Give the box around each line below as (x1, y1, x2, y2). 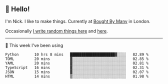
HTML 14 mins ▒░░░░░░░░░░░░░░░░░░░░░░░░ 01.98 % (5, 73, 149, 79)
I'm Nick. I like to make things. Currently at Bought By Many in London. (5, 18, 151, 24)
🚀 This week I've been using (5, 42, 63, 48)
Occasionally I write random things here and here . (5, 28, 108, 34)
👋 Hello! (5, 5, 30, 13)
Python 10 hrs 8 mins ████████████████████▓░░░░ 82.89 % (5, 52, 149, 57)
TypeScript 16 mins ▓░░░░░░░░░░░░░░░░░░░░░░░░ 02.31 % (5, 65, 149, 70)
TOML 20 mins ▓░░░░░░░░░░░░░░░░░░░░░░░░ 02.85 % (5, 56, 149, 61)
